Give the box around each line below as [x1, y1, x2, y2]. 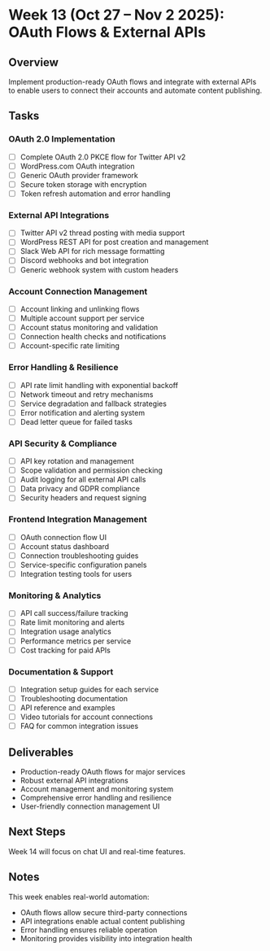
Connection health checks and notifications [20, 332, 167, 342]
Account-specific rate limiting [20, 341, 120, 351]
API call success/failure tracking [20, 609, 128, 618]
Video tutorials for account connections [20, 712, 153, 722]
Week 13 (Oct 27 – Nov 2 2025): [8, 6, 225, 24]
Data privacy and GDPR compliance [20, 484, 141, 494]
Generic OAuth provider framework [20, 170, 138, 180]
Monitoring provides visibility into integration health [20, 933, 193, 943]
